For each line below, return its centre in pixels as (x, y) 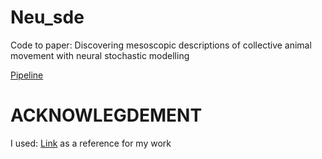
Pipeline (27, 75)
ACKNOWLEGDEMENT (106, 115)
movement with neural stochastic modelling (100, 55)
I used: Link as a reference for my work (91, 143)
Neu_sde (47, 17)
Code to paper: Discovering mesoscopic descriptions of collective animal (161, 45)
